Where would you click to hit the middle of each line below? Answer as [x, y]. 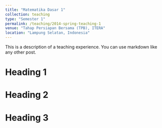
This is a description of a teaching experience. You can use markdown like [81, 47]
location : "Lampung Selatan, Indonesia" [48, 33]
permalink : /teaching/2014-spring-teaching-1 [53, 24]
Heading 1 [26, 72]
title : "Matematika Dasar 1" [35, 10]
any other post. [21, 52]
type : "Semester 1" [25, 19]
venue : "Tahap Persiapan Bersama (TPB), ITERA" [55, 28]
